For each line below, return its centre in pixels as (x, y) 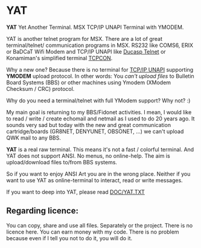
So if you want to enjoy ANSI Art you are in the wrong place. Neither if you (98, 174)
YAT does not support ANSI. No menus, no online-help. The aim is (88, 156)
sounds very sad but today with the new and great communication (88, 125)
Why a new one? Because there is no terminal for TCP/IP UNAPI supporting (100, 69)
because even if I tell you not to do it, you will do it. (69, 238)
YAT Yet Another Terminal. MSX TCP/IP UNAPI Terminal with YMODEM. (95, 27)
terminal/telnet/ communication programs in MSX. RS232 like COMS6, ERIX (100, 45)
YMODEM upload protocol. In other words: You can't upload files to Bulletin (100, 76)
